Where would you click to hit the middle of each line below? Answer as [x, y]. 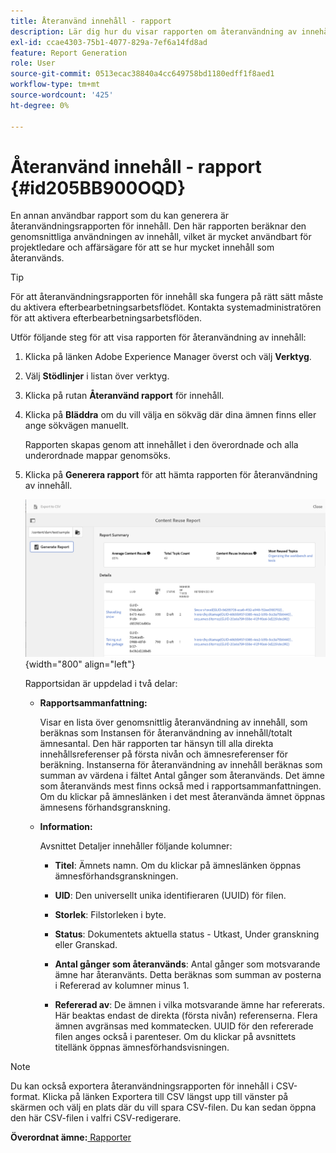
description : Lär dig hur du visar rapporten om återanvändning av [154, 31]
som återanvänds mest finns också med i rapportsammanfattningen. [180, 786]
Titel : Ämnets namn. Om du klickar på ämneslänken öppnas [178, 866]
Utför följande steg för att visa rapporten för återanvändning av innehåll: [158, 337]
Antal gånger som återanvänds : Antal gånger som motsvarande [187, 964]
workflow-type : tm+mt [55, 85]
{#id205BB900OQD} [98, 187]
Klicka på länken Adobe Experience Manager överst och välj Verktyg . [168, 357]
